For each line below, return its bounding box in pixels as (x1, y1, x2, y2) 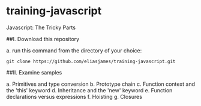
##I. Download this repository (6, 35, 80, 42)
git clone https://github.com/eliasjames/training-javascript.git (6, 58, 176, 64)
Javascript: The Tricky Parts (6, 24, 76, 31)
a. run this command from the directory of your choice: (6, 46, 142, 54)
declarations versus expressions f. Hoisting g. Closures (6, 93, 143, 100)
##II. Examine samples (6, 68, 62, 76)
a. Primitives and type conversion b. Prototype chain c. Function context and (6, 80, 196, 88)
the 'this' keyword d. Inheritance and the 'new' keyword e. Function (6, 86, 173, 93)
